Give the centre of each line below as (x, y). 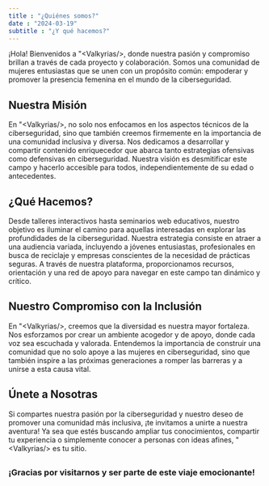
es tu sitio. (69, 448)
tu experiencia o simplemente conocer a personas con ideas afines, (121, 440)
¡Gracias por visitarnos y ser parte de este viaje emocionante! (132, 472)
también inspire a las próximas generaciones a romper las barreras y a (126, 360)
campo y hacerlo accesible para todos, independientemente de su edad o (131, 167)
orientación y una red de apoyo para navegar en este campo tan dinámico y (134, 273)
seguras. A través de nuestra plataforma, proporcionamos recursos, (121, 264)
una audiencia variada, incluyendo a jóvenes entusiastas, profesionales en (132, 247)
